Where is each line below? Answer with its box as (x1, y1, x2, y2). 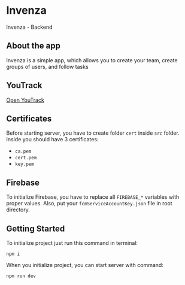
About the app (6, 41, 61, 51)
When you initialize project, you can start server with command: (6, 262, 163, 268)
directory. (6, 206, 30, 213)
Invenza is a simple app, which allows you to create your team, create (6, 56, 178, 63)
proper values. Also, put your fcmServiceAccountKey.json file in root (6, 200, 172, 207)
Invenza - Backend (6, 23, 53, 31)
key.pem (14, 161, 34, 168)
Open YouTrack (6, 96, 45, 104)
